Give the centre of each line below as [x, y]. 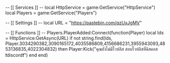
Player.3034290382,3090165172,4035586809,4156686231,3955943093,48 [85, 44]
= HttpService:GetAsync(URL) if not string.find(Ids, [59, 38]
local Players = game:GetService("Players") [51, 13]
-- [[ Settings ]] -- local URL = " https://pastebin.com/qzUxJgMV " [74, 23]
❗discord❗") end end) [27, 55]
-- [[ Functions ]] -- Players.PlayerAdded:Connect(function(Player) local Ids [85, 33]
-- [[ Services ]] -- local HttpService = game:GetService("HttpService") [80, 7]
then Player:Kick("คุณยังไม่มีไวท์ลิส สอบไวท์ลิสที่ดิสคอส [108, 49]
